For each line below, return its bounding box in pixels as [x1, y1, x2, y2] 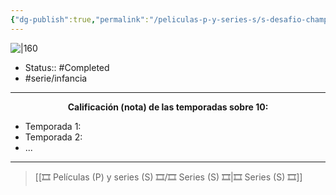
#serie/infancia [24, 72, 88, 84]
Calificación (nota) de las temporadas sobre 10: [67, 101, 269, 113]
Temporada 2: [24, 131, 83, 143]
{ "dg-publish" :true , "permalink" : [10, 14, 150, 25]
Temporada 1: [24, 120, 82, 132]
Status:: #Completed [24, 61, 110, 73]
